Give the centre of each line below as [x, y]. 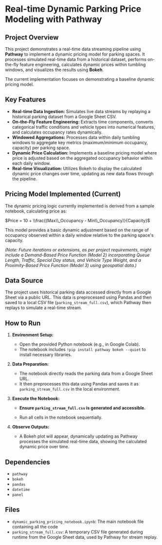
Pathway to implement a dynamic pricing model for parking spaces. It [75, 54]
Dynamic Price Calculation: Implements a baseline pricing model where [84, 153]
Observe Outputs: [31, 427]
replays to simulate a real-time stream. [44, 308]
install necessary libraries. [45, 355]
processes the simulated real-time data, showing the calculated [83, 442]
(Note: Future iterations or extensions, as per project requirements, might [78, 250]
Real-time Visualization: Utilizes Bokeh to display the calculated [77, 168]
